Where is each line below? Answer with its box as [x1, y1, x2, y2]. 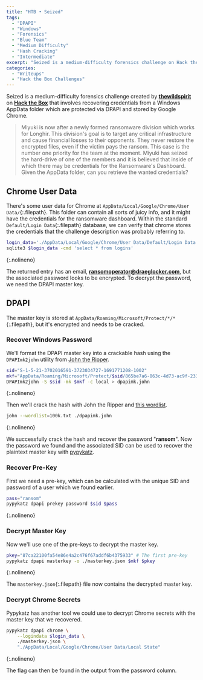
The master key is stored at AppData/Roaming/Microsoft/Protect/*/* [6, 314, 176, 321]
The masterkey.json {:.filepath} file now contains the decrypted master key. [6, 580, 192, 588]
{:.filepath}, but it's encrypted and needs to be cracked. [6, 321, 145, 328]
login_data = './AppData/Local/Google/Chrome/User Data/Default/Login [6, 239, 182, 245]
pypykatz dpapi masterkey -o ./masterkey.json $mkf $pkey [6, 558, 155, 564]
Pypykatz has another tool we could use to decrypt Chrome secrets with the [6, 609, 196, 617]
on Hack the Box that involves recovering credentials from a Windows [6, 99, 181, 106]
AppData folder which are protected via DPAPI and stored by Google [6, 106, 176, 113]
